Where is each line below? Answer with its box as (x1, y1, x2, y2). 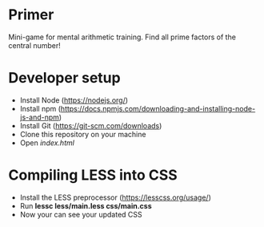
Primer (8, 6, 54, 24)
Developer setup (8, 69, 122, 87)
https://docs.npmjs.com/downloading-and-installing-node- (60, 103, 256, 113)
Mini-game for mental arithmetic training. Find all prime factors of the (8, 32, 236, 42)
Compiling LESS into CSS (8, 166, 178, 184)
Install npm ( (19, 103, 62, 113)
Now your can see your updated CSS (19, 209, 142, 219)
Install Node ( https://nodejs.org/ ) (19, 95, 129, 105)
